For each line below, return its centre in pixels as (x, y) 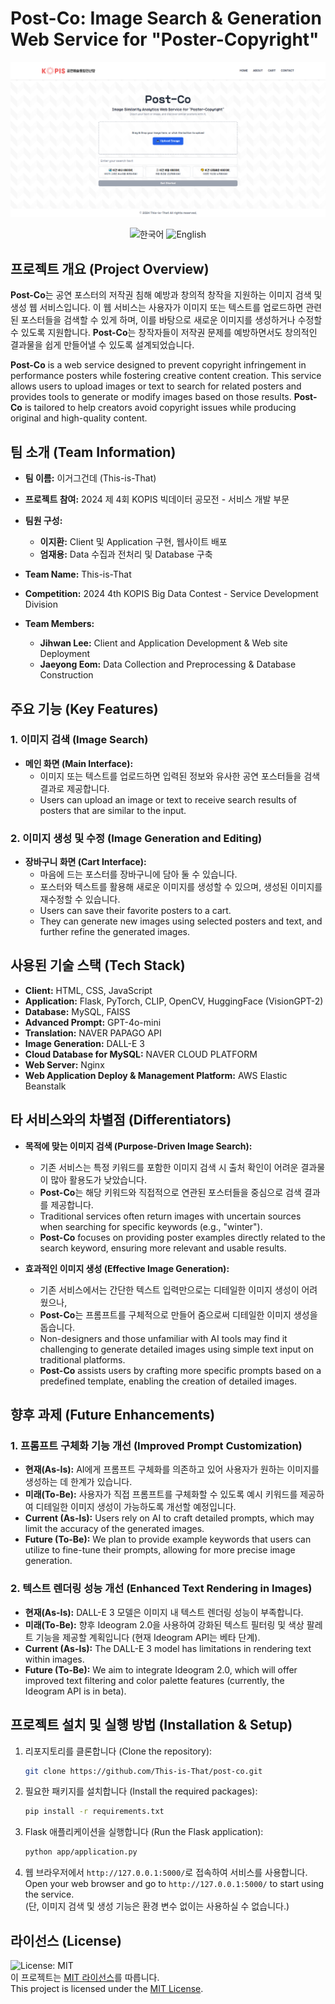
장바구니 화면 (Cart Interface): (85, 862)
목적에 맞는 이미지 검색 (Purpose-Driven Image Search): (138, 1146)
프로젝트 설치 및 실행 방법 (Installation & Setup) (151, 1725)
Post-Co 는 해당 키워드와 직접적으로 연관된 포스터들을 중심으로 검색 (170, 1192)
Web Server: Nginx (64, 1064)
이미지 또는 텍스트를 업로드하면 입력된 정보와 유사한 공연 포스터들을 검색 (180, 776)
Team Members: (59, 624)
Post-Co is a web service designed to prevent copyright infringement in (158, 365)
